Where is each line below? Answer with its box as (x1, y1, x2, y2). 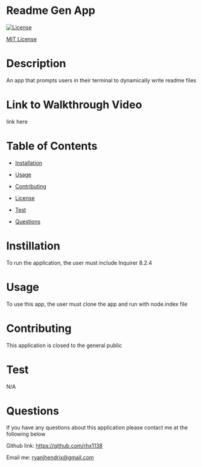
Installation (14, 159, 43, 167)
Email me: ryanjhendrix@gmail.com (6, 454, 94, 461)
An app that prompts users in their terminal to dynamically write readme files (6, 76, 197, 84)
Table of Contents (6, 139, 98, 153)
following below (6, 431, 46, 438)
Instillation (6, 239, 60, 253)
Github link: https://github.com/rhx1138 (6, 442, 103, 449)
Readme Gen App (6, 4, 95, 18)
